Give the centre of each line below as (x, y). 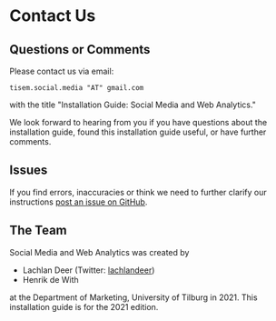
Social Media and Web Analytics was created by (99, 252)
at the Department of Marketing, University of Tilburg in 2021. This (133, 297)
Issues (29, 171)
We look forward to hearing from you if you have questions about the (138, 122)
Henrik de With (50, 279)
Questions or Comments (80, 50)
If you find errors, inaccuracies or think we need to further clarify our (138, 192)
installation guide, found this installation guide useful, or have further (138, 132)
